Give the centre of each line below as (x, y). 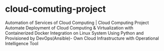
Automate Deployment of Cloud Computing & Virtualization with (69, 27)
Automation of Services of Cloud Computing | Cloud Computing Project (77, 23)
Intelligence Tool (22, 43)
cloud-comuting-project (56, 9)
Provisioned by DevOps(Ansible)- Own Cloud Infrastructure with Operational (82, 38)
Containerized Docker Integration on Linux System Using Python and (74, 33)
